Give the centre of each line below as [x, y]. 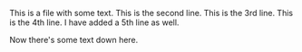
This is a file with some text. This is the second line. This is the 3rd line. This [151, 13]
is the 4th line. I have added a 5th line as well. [94, 22]
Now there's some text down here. [74, 40]
